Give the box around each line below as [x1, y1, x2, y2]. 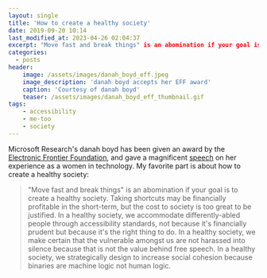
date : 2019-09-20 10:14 [8, 26, 87, 34]
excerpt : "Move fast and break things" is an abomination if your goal [8, 41, 250, 49]
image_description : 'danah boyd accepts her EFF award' [22, 78, 212, 86]
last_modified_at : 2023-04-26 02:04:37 [8, 33, 141, 42]
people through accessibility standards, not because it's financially [27, 218, 247, 228]
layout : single [8, 11, 59, 20]
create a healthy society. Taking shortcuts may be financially [27, 193, 226, 203]
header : [8, 64, 34, 71]
